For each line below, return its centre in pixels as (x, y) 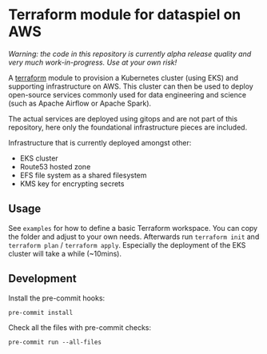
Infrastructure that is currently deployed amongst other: (100, 142)
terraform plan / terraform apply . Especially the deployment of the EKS (127, 245)
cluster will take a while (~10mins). (65, 253)
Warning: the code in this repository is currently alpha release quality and (130, 54)
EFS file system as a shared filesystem (83, 175)
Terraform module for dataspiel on (125, 15)
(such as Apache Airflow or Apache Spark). (80, 103)
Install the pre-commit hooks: (57, 298)
